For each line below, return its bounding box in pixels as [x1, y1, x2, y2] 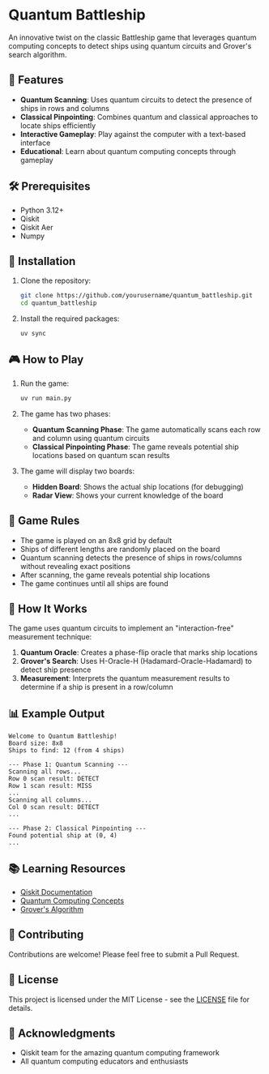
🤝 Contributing [8, 928, 84, 942]
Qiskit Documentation [19, 887, 93, 896]
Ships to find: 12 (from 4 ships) [8, 747, 126, 755]
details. [8, 1003, 33, 1012]
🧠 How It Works [8, 601, 88, 615]
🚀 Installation [8, 254, 76, 268]
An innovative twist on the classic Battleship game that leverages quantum [8, 32, 257, 42]
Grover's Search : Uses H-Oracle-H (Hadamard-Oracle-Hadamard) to [19, 657, 253, 666]
